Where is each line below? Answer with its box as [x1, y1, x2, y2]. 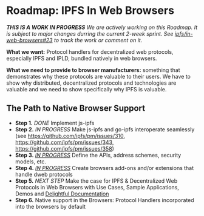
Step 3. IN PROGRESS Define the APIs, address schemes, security [15, 151, 182, 159]
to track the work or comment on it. [53, 36, 143, 44]
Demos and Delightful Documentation [15, 190, 109, 197]
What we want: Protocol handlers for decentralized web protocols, [6, 48, 174, 55]
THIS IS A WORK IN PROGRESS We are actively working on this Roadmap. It [6, 24, 198, 31]
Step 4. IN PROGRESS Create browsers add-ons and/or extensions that [15, 164, 194, 171]
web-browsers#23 [6, 36, 53, 44]
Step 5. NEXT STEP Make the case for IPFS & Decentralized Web [15, 177, 178, 185]
